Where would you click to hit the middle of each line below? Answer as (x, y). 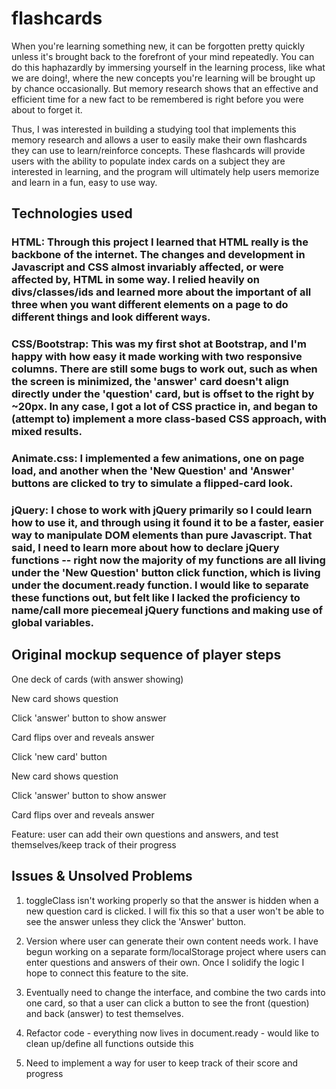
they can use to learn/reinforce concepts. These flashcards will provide (158, 150)
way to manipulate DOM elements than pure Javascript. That (162, 535)
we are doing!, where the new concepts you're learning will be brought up (163, 78)
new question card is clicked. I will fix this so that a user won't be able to (175, 911)
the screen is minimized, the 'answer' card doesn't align (150, 382)
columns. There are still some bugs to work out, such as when (164, 369)
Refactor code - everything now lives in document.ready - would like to (172, 1033)
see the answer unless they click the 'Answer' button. (135, 921)
